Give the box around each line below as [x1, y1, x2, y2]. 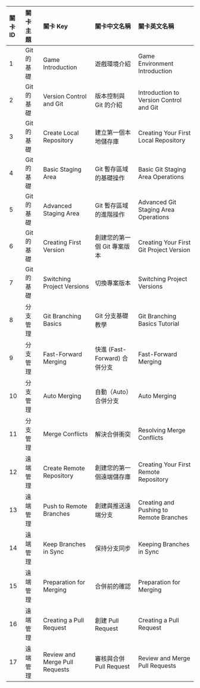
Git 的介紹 [95, 101, 123, 109]
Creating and [137, 498, 174, 506]
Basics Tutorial [137, 320, 180, 327]
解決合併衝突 [95, 430, 131, 438]
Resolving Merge [137, 426, 186, 434]
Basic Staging [43, 165, 82, 173]
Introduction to [137, 89, 180, 97]
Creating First [43, 238, 82, 246]
